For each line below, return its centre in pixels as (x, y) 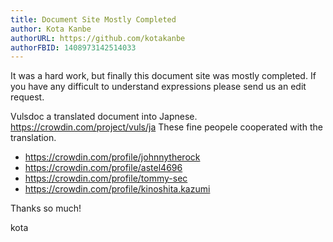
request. (27, 97)
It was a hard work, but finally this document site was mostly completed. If (163, 76)
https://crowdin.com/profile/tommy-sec (106, 178)
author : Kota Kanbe (51, 29)
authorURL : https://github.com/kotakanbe (98, 38)
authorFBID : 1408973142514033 (73, 47)
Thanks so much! (46, 208)
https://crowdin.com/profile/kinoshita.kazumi (117, 189)
